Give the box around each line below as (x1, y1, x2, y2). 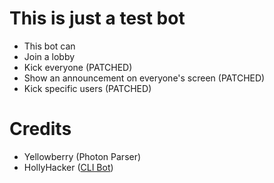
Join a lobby (23, 50, 76, 62)
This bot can (23, 40, 76, 52)
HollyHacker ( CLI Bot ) (23, 161, 114, 173)
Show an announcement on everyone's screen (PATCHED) (23, 72, 266, 84)
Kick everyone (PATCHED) (23, 61, 133, 73)
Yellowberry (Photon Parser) (23, 150, 142, 162)
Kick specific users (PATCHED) (23, 82, 152, 94)
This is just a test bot (9, 7, 186, 30)
